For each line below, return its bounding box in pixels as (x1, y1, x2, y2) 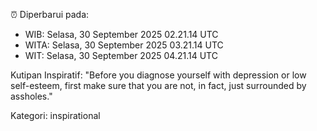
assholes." (10, 90, 53, 102)
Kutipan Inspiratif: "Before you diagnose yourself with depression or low (10, 69, 307, 81)
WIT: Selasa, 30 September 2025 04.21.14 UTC (24, 50, 218, 61)
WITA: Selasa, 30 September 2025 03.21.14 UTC (24, 39, 224, 51)
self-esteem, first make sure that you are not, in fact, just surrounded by (10, 80, 307, 91)
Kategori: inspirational (10, 110, 101, 121)
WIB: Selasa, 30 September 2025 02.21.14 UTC (24, 29, 219, 40)
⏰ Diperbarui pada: (10, 9, 90, 20)
